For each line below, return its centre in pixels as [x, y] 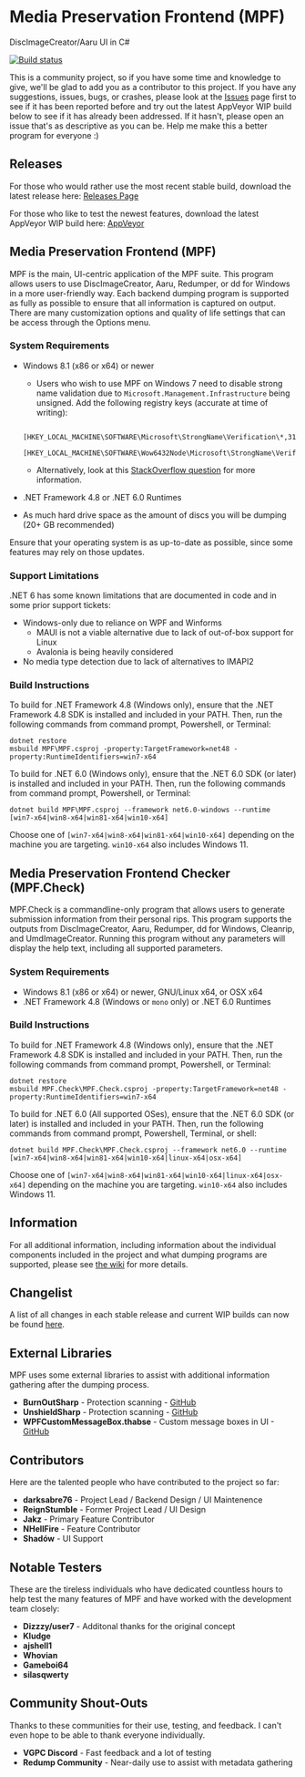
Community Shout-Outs [79, 1704]
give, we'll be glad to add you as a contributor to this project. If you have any [153, 87]
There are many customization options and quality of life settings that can [147, 313]
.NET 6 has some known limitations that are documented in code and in [143, 595]
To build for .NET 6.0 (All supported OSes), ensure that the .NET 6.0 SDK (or [152, 1113]
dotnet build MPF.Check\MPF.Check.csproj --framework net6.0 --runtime [148, 1150]
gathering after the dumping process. [80, 1385]
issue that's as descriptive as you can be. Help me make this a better [139, 126]
